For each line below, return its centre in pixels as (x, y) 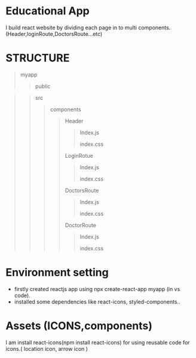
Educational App (48, 11)
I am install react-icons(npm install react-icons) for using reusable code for (98, 342)
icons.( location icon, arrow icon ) (47, 348)
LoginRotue (79, 155)
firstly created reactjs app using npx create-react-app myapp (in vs (97, 289)
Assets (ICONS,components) (79, 326)
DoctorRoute (81, 225)
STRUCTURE (38, 58)
